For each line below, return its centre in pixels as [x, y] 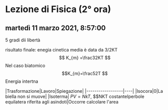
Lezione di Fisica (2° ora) [58, 9]
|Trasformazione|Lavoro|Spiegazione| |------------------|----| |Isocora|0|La [84, 91]
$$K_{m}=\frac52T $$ [85, 73]
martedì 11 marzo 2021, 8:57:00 [55, 28]
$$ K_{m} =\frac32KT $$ [85, 58]
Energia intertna [22, 81]
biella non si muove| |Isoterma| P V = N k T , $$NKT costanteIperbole [75, 96]
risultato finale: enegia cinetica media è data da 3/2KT [61, 50]
